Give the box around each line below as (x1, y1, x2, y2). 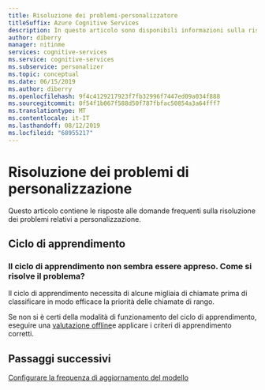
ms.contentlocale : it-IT (8, 114, 90, 122)
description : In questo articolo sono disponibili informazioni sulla (8, 26, 245, 34)
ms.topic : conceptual (8, 70, 80, 78)
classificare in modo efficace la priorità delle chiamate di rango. (8, 297, 215, 306)
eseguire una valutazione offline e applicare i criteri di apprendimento (8, 321, 232, 330)
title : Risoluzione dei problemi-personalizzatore (8, 11, 178, 20)
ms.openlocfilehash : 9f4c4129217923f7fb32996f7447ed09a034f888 (8, 92, 221, 100)
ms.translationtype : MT (8, 107, 87, 115)
